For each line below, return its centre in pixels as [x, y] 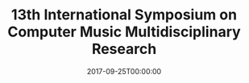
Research [124, 49]
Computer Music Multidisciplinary [124, 32]
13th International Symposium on [124, 15]
